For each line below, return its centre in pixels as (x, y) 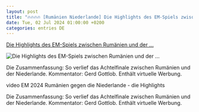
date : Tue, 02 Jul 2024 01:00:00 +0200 (55, 22)
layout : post (22, 11)
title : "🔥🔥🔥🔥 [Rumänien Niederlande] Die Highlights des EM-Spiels (92, 17)
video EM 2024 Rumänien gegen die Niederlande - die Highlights (86, 85)
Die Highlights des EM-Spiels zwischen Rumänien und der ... (80, 45)
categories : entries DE (36, 28)
